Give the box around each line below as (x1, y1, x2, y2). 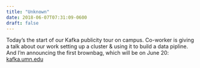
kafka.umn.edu (6, 55, 44, 63)
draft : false (6, 20, 39, 26)
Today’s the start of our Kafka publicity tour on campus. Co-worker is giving (6, 37, 194, 44)
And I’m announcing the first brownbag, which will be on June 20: (6, 49, 169, 57)
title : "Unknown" (6, 8, 50, 15)
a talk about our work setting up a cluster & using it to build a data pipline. (6, 43, 188, 50)
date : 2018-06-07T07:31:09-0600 (6, 14, 87, 20)
